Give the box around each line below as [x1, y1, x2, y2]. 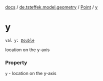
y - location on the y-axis [5, 71, 56, 77]
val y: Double [5, 38, 35, 43]
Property [5, 59, 27, 66]
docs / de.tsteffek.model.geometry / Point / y [5, 4, 98, 10]
